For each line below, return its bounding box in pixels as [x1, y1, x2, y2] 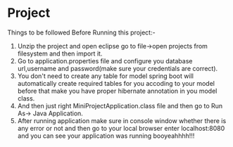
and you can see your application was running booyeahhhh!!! [17, 132, 195, 140]
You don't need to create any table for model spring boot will [17, 72, 194, 80]
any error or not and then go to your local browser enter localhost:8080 [17, 124, 225, 132]
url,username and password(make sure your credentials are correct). [17, 64, 218, 72]
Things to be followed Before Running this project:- [7, 28, 156, 37]
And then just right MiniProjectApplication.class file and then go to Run [17, 101, 223, 110]
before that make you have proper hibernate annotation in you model [17, 87, 218, 95]
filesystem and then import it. [17, 49, 103, 58]
